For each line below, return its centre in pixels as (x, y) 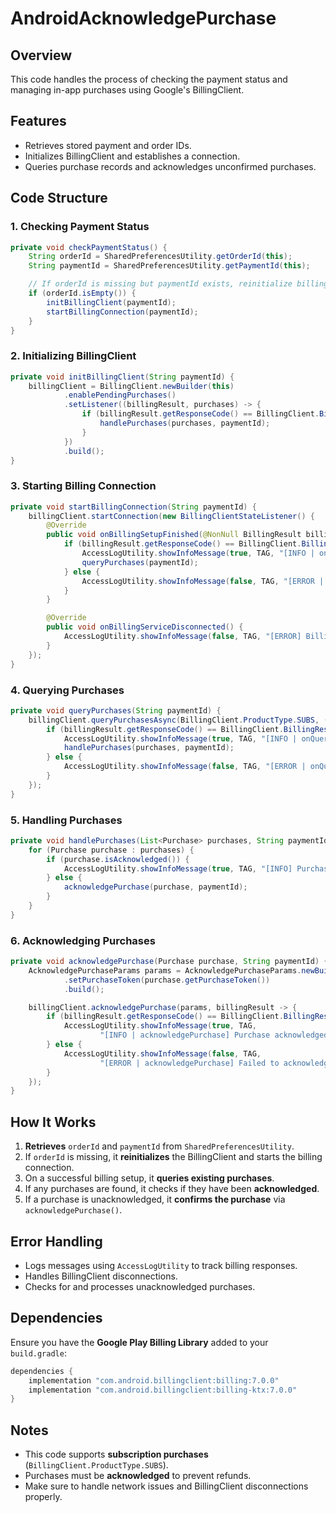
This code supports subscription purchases (116, 1454)
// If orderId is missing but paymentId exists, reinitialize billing (178, 284)
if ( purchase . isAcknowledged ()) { (118, 859)
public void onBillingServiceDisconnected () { (145, 627)
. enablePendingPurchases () (120, 395)
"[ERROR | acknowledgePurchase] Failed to (189, 1063)
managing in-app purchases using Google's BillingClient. (127, 90)
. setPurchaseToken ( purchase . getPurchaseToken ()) (167, 980)
